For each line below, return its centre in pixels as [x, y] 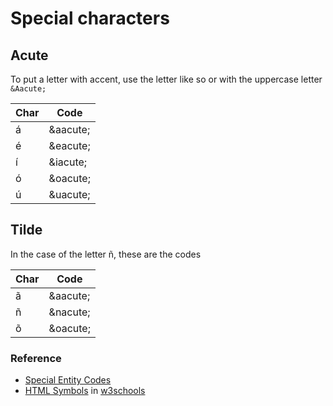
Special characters [90, 18]
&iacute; [68, 162]
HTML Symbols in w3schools [85, 391]
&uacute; [69, 194]
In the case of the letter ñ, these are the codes [106, 254]
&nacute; [69, 312]
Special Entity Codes [68, 380]
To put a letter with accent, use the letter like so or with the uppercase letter [166, 79]
